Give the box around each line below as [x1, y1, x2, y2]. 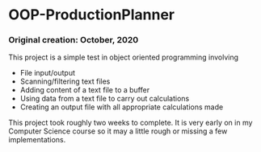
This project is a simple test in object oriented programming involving [8, 52, 239, 62]
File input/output [19, 68, 75, 78]
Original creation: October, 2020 [8, 35, 139, 46]
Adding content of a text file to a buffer [19, 85, 150, 95]
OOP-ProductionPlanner [8, 6, 175, 24]
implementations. [8, 135, 66, 145]
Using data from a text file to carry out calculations [19, 94, 190, 104]
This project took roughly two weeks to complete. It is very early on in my [8, 118, 253, 128]
